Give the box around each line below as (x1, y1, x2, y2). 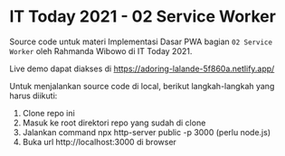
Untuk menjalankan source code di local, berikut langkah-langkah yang (9, 80, 275, 91)
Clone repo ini (22, 107, 75, 118)
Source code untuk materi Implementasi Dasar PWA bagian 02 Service (9, 36, 273, 47)
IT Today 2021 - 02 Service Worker (9, 6, 276, 27)
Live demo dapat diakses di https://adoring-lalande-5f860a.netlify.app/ (9, 63, 275, 74)
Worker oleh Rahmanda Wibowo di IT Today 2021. (9, 45, 193, 56)
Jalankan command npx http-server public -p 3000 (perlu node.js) (22, 126, 271, 137)
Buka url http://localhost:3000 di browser (22, 136, 176, 147)
